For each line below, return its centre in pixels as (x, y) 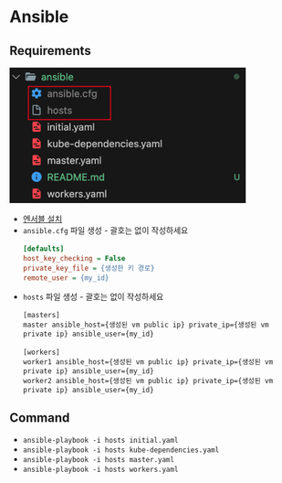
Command (40, 418)
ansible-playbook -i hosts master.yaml (99, 460)
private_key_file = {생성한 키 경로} (89, 268)
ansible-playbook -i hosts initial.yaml (100, 441)
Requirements (50, 51)
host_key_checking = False (74, 258)
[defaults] (43, 249)
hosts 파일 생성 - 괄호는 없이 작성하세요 (93, 296)
